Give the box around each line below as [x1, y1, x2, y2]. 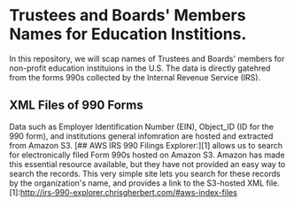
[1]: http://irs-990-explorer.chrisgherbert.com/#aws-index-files [9, 187, 237, 197]
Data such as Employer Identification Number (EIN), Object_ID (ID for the [9, 121, 275, 132]
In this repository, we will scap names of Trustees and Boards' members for [9, 53, 285, 64]
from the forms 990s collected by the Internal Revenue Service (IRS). [9, 72, 261, 82]
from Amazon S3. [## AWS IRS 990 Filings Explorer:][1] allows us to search [9, 140, 283, 150]
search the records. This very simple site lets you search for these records [9, 168, 281, 179]
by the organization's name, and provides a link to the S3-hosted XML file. [9, 178, 281, 188]
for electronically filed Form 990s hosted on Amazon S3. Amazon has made [9, 149, 285, 160]
